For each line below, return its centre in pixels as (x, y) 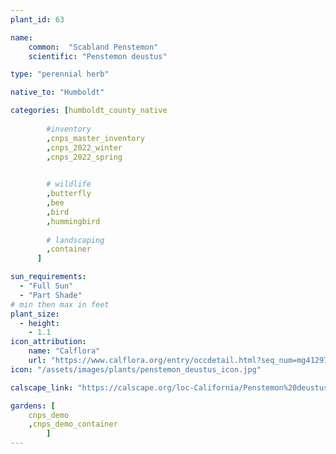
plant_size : (35, 314)
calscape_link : (42, 387)
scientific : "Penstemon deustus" (98, 56)
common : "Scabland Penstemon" (93, 47)
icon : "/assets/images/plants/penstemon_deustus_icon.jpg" (136, 369)
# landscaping (75, 240)
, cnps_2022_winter (84, 147)
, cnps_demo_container (73, 424)
